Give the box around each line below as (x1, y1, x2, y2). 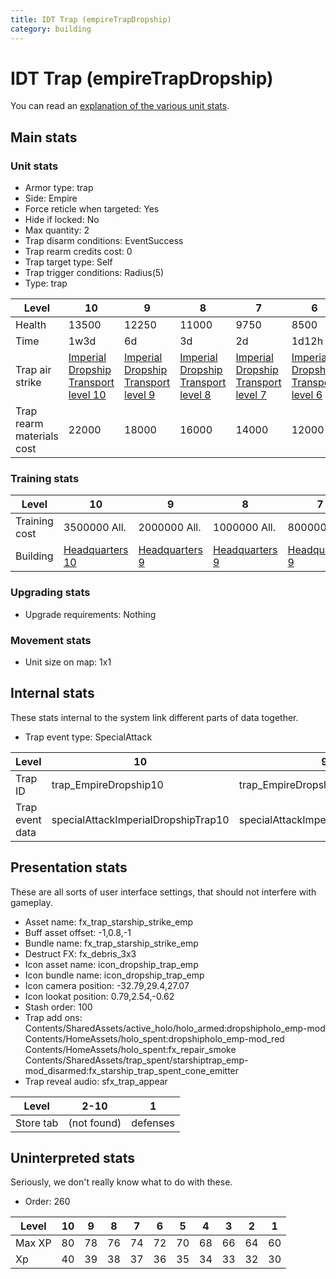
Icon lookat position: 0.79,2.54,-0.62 (24, 990, 175, 1002)
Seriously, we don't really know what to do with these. (10, 1176, 233, 1188)
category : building (10, 24, 92, 34)
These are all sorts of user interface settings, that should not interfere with (10, 886, 317, 898)
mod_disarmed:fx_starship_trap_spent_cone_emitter (24, 1064, 240, 1076)
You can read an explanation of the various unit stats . (10, 100, 230, 112)
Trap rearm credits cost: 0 (24, 246, 133, 258)
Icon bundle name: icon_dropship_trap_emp (24, 969, 205, 981)
